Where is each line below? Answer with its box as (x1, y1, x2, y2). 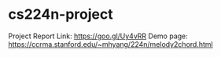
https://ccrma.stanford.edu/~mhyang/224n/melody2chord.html (8, 39, 214, 48)
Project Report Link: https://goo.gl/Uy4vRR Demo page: (8, 31, 189, 41)
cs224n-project (8, 5, 113, 23)
